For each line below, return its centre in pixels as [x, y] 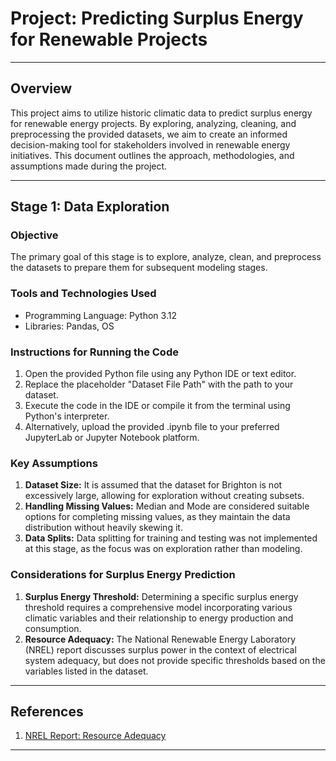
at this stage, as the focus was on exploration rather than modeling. [163, 549]
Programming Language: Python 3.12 [100, 315]
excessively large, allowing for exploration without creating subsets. [164, 496]
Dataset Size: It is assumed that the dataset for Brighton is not [153, 485]
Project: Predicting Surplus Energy [157, 18]
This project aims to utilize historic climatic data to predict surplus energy [161, 113]
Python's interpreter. [67, 416]
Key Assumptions [54, 463]
